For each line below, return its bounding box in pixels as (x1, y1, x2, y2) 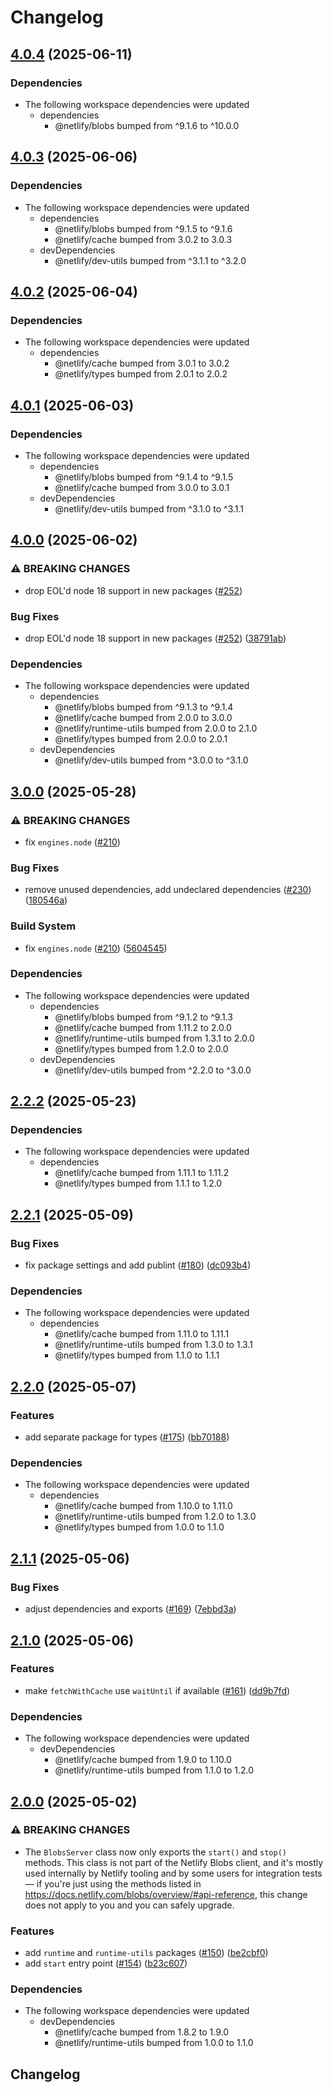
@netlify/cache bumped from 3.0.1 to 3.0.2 (54, 357, 230, 370)
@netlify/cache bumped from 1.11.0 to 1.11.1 (54, 1328, 230, 1340)
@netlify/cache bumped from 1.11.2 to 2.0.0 (54, 1021, 232, 1033)
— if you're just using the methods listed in (24, 1877, 202, 1890)
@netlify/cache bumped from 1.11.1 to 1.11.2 (54, 1167, 230, 1179)
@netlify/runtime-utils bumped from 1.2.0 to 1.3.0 (54, 1511, 257, 1523)
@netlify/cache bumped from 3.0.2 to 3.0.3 (54, 233, 233, 245)
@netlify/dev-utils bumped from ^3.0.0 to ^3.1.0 (54, 754, 249, 766)
